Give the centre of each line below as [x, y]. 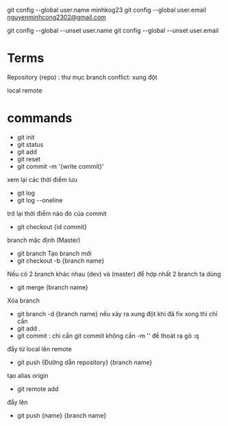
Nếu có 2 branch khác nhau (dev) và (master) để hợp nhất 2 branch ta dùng [114, 274]
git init [26, 137]
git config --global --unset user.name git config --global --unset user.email [113, 31]
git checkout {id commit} [52, 226]
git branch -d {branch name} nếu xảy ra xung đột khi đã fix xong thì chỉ [117, 313]
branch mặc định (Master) [44, 240]
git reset [29, 159]
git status [30, 144]
